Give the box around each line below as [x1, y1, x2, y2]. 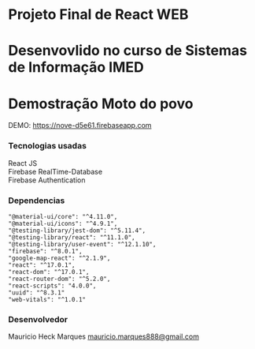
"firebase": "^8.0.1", [8, 247, 83, 255]
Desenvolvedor [8, 313, 68, 325]
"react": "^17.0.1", [8, 261, 76, 269]
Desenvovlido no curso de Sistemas [8, 42, 248, 60]
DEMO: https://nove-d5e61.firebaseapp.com [8, 121, 152, 130]
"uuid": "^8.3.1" [8, 288, 65, 297]
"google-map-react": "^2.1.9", [8, 254, 111, 262]
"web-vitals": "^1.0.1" [8, 295, 87, 303]
